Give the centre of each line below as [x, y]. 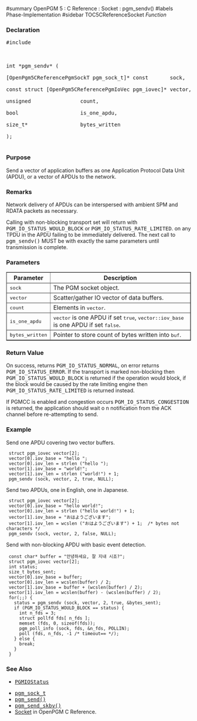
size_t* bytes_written [63, 125]
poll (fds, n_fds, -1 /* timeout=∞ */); [69, 633]
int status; [23, 566]
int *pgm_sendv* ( [33, 66]
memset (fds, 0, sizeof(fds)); [57, 623]
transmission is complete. [37, 247]
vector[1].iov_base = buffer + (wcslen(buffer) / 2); [76, 587]
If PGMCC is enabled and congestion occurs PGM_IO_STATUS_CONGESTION [98, 402]
